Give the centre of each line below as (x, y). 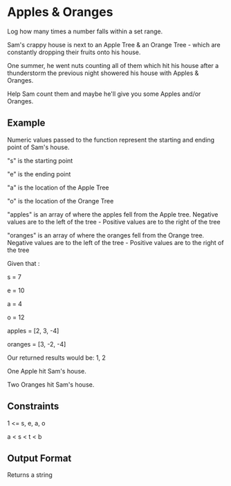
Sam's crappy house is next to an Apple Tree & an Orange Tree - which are (114, 44)
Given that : (24, 263)
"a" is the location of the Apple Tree (58, 187)
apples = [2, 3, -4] (33, 330)
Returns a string (30, 475)
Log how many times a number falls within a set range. (85, 31)
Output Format (39, 458)
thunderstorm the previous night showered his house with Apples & (103, 73)
